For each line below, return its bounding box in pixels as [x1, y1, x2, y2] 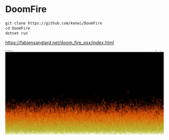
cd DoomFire [5, 26, 30, 31]
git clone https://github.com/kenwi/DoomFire [5, 21, 102, 26]
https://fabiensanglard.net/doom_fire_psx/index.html [5, 39, 114, 46]
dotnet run [5, 31, 28, 36]
